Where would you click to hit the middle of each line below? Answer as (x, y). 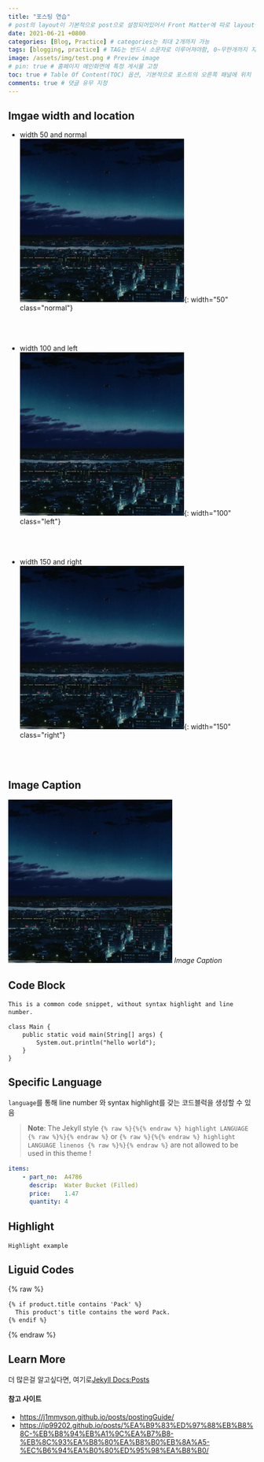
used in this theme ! (59, 1153)
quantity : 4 (48, 1202)
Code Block (37, 985)
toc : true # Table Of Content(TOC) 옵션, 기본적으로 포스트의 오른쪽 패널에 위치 (130, 75)
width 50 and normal (53, 135)
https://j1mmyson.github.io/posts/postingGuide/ (97, 1416)
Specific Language (55, 1083)
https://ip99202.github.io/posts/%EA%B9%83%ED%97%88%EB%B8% (136, 1425)
